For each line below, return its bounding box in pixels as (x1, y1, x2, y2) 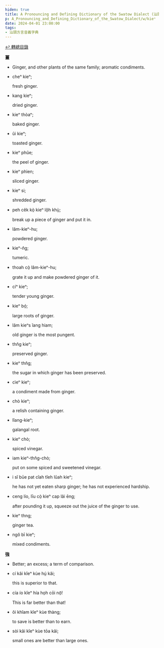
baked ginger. (12, 121, 40, 127)
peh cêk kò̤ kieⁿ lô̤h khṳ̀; (12, 207, 61, 213)
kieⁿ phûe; (12, 150, 33, 155)
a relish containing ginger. (12, 408, 64, 413)
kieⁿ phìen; (12, 168, 34, 174)
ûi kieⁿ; (12, 131, 26, 136)
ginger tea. (12, 522, 34, 528)
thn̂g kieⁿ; (12, 341, 32, 347)
